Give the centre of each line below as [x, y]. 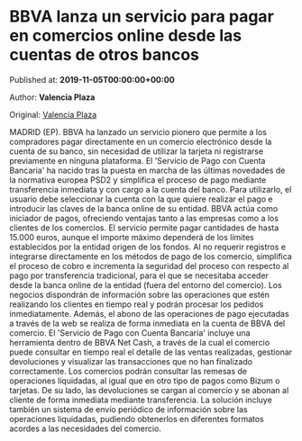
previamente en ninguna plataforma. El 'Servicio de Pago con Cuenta [137, 160]
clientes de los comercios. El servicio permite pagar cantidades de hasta [144, 228]
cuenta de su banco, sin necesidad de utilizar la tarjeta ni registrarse [137, 151]
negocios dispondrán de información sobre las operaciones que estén [140, 294]
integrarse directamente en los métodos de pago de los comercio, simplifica [151, 256]
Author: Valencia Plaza [52, 97]
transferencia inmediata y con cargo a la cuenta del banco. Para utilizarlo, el [151, 189]
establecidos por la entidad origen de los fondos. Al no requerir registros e [148, 247]
